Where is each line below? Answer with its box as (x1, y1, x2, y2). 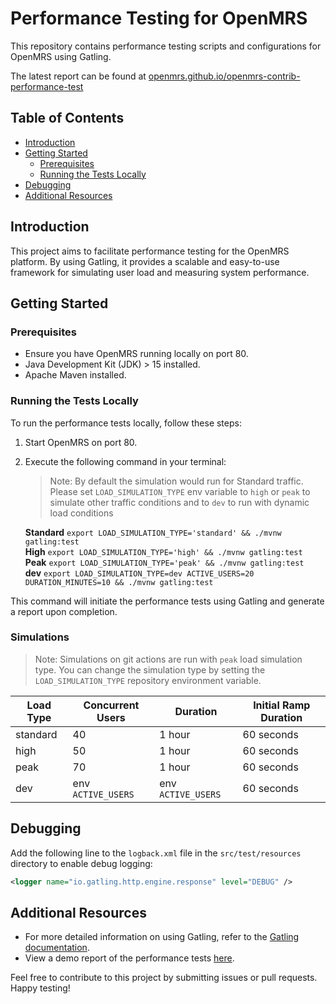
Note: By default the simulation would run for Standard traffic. (49, 475, 304, 487)
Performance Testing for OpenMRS (10, 7, 308, 30)
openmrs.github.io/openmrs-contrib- (148, 70, 301, 82)
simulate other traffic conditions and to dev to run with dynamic (49, 496, 310, 508)
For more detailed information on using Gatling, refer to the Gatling (24, 931, 300, 943)
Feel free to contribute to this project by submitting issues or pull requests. (10, 972, 318, 984)
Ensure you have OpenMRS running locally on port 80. (24, 348, 249, 360)
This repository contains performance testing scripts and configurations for (10, 40, 322, 52)
